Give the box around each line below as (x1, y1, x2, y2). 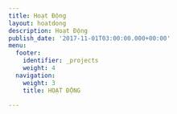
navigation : (15, 71, 56, 79)
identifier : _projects (23, 57, 99, 65)
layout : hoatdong (8, 19, 67, 27)
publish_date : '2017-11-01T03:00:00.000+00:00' (8, 34, 171, 43)
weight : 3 (23, 79, 56, 87)
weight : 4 (23, 64, 56, 72)
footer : (15, 49, 42, 57)
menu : (8, 42, 27, 50)
